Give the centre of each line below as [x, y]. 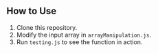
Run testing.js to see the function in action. [79, 42]
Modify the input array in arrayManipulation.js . [84, 35]
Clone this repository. [47, 27]
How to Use [32, 11]
